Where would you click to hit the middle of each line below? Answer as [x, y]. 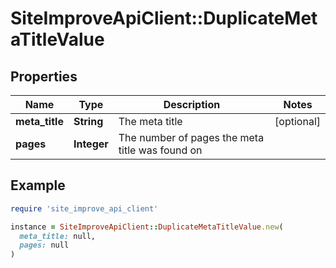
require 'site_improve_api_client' [84, 208]
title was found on [160, 150]
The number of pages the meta [191, 137]
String [88, 121]
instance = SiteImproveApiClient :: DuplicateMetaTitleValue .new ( [147, 227]
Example [38, 185]
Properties [44, 76]
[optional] [297, 121]
